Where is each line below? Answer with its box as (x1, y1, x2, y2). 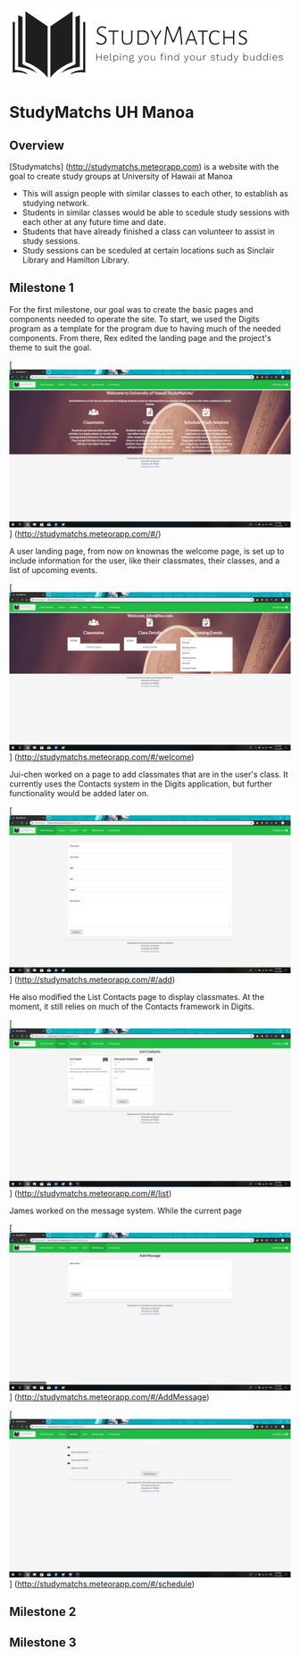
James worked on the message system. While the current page (9, 1205, 243, 1216)
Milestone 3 (9, 1635, 77, 1650)
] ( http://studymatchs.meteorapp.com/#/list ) (9, 1187, 172, 1198)
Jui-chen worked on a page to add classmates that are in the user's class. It (9, 769, 288, 779)
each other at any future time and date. (21, 217, 167, 227)
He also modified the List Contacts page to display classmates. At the (9, 992, 265, 1003)
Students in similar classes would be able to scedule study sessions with (21, 207, 290, 218)
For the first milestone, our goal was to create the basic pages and (9, 304, 254, 314)
